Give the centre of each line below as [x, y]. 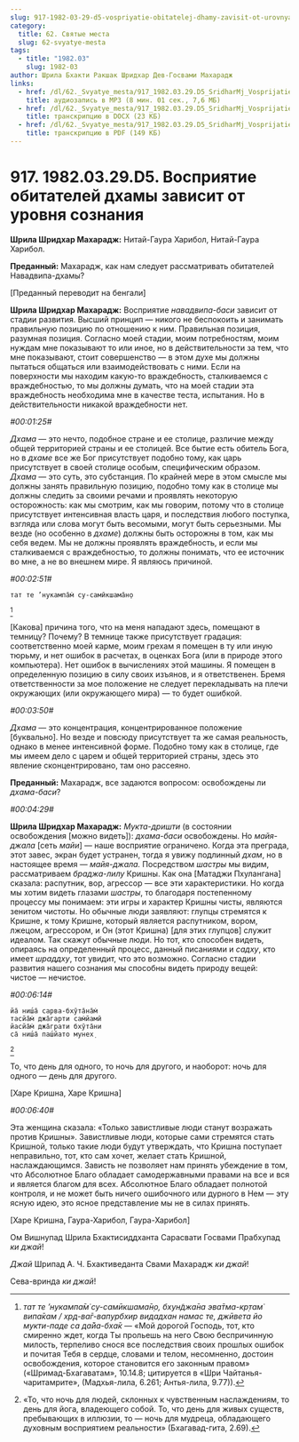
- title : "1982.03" [54, 59]
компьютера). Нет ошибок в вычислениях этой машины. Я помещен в [143, 665]
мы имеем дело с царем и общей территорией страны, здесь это [134, 755]
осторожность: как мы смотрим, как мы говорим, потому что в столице [147, 505]
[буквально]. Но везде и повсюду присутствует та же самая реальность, [149, 737]
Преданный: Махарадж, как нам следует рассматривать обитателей [142, 266]
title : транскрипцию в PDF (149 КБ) [94, 133]
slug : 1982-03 [52, 68]
